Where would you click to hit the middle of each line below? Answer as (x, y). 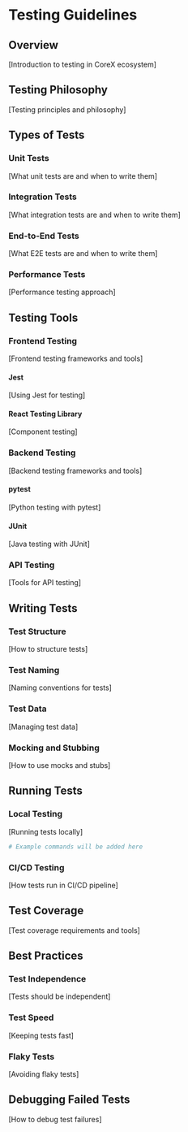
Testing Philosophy (58, 90)
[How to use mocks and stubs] (60, 766)
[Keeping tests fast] (41, 1035)
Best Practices (46, 956)
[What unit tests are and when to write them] (83, 176)
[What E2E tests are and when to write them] (83, 254)
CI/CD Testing (36, 867)
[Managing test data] (43, 726)
